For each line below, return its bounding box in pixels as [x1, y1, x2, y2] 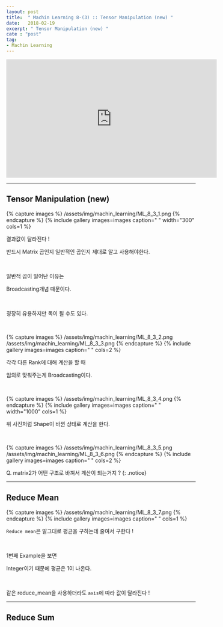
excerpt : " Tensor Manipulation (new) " [6, 25, 109, 32]
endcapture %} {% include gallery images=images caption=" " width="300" [6, 216, 195, 223]
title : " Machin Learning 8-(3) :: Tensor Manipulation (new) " [6, 14, 173, 20]
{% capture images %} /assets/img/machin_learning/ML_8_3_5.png [6, 443, 173, 451]
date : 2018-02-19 [6, 20, 55, 26]
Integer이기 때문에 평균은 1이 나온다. [6, 564, 92, 572]
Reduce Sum [6, 612, 55, 623]
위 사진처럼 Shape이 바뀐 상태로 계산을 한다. [6, 420, 110, 427]
